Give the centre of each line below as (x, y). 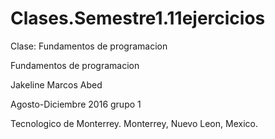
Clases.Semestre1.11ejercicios (138, 18)
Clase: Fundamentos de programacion (89, 46)
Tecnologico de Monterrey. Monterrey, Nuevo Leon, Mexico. (134, 123)
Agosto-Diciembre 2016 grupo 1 (76, 104)
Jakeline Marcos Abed (56, 84)
